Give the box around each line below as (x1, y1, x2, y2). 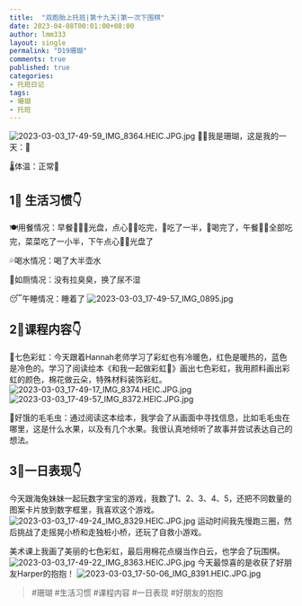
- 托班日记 (9, 80, 45, 89)
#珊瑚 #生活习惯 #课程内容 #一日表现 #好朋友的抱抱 (31, 587, 223, 598)
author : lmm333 (9, 30, 67, 39)
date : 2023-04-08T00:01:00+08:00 (9, 22, 135, 31)
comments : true (9, 55, 67, 64)
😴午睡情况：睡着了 (9, 294, 85, 304)
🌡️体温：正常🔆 (9, 161, 60, 171)
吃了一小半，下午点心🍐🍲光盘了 (40, 236, 155, 247)
